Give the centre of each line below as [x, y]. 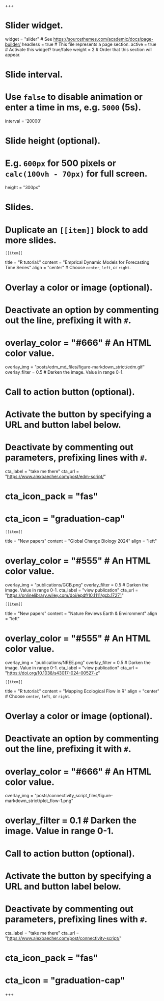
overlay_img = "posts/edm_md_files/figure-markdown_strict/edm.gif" [75, 367]
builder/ [13, 44]
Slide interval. [34, 75]
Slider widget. [34, 26]
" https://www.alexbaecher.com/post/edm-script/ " [55, 476]
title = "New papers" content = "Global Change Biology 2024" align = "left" [81, 541]
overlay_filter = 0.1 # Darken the [71, 820]
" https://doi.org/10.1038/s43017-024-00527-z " [53, 673]
